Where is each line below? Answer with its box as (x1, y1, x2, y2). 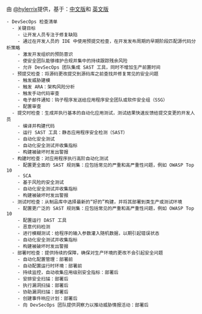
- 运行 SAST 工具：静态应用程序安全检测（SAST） (17, 129, 128, 136)
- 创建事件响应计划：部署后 (17, 296, 78, 302)
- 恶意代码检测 (17, 224, 51, 230)
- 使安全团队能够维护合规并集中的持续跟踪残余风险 (17, 58, 128, 64)
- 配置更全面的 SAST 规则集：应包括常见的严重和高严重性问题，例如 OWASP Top (17, 162, 195, 168)
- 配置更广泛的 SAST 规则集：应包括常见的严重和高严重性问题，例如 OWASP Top (17, 205, 195, 212)
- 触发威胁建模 (17, 77, 51, 83)
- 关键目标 (12, 25, 36, 31)
